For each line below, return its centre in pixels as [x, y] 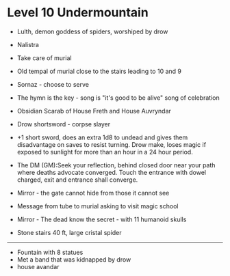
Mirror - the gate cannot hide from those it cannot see [93, 193]
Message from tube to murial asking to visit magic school [98, 206]
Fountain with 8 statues [50, 252]
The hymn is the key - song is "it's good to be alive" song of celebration [118, 98]
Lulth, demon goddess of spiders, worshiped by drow [92, 31]
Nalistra [28, 44]
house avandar [38, 266]
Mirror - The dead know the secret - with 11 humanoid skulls [102, 219]
